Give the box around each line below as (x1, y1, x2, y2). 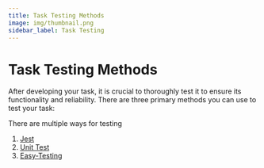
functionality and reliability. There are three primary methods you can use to (8, 95, 257, 105)
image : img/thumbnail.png (8, 19, 94, 27)
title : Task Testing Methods (8, 11, 105, 20)
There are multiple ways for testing (8, 119, 123, 128)
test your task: (8, 104, 55, 113)
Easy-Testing (19, 151, 63, 161)
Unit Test (19, 143, 50, 152)
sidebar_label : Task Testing (8, 26, 105, 34)
